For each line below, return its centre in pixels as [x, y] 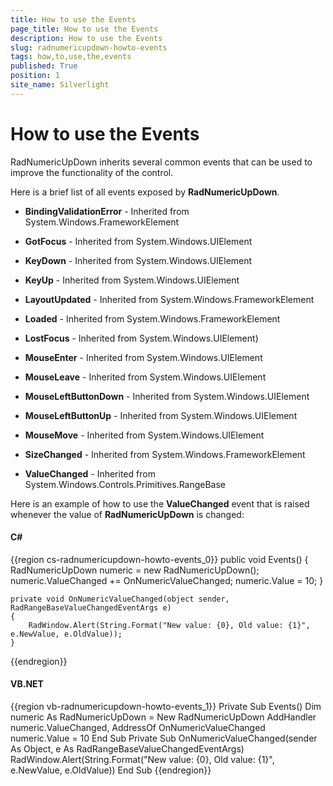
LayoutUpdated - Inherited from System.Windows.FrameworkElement [169, 299]
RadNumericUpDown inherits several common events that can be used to [161, 162]
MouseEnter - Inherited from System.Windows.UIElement [143, 357]
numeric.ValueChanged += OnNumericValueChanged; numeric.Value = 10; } [167, 580]
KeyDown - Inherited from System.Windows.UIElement [138, 260]
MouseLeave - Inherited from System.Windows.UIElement [145, 377]
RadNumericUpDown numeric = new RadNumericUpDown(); [135, 570]
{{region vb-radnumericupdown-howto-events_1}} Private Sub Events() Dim [166, 707]
